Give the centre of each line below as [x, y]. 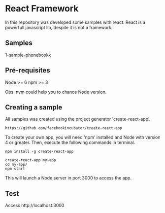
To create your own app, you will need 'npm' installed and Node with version [83, 137]
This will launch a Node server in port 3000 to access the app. [68, 178]
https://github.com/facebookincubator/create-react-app [64, 128]
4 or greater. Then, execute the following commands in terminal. [70, 142]
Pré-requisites [28, 70]
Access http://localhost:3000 [35, 206]
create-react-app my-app [31, 160]
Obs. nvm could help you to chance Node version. [56, 92]
